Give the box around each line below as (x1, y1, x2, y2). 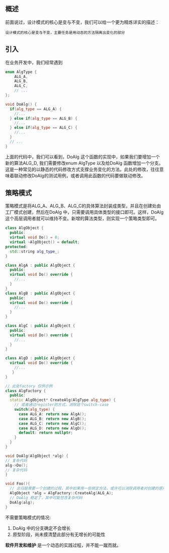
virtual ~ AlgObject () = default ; (10, 240, 80, 245)
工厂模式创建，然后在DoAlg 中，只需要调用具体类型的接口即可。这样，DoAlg (5, 209, 164, 215)
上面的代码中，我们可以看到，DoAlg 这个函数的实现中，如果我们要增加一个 (5, 153, 160, 160)
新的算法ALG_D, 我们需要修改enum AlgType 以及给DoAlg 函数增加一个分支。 (5, 160, 163, 166)
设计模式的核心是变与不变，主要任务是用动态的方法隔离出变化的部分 (5, 30, 125, 35)
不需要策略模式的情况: (5, 514, 51, 520)
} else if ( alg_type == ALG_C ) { (10, 125, 78, 130)
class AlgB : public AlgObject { (5, 291, 75, 296)
